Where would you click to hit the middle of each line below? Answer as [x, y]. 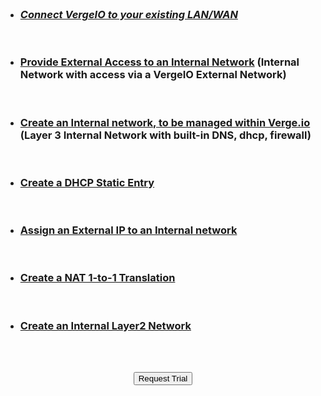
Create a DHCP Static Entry [87, 182]
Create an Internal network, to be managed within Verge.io [165, 122]
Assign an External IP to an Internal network [128, 230]
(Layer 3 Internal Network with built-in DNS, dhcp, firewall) [165, 135]
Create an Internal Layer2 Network [105, 325]
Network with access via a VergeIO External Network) [153, 75]
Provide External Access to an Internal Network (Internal [159, 62]
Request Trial [163, 378]
